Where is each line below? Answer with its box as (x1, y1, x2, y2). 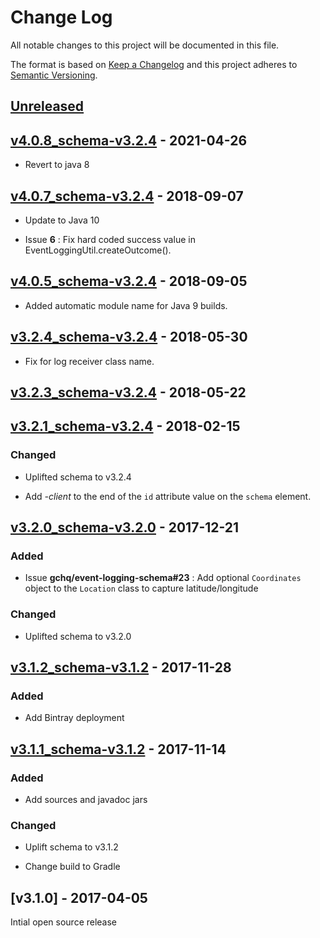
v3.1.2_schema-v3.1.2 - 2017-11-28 (10, 659, 232, 676)
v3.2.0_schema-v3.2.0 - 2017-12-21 (10, 519, 240, 536)
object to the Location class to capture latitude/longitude (24, 582, 259, 595)
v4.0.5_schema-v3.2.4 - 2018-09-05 (10, 273, 248, 290)
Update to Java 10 (24, 214, 100, 226)
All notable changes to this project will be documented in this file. (10, 39, 280, 51)
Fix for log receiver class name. (24, 355, 155, 367)
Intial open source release (10, 916, 118, 928)
